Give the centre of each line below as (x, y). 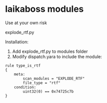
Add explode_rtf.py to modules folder (50, 51)
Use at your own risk (26, 23)
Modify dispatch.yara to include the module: (57, 56)
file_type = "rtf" (42, 83)
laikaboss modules (44, 9)
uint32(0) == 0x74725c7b (48, 91)
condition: (25, 87)
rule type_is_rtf (23, 66)
